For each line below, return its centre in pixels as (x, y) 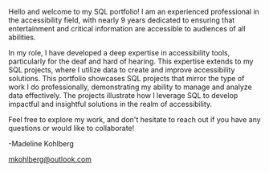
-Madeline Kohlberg (41, 143)
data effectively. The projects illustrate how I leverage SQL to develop (123, 95)
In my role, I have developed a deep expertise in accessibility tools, (119, 53)
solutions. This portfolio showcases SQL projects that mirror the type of (126, 78)
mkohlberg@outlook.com (50, 159)
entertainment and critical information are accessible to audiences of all (127, 29)
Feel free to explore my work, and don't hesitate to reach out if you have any (134, 119)
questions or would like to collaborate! (71, 128)
